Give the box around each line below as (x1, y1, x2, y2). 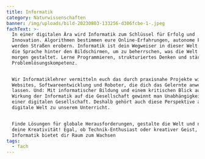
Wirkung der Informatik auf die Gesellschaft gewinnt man (12, 93, 163, 99)
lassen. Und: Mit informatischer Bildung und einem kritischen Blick (12, 88, 192, 94)
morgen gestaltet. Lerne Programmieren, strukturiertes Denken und (12, 54, 187, 60)
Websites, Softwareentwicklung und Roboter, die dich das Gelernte (12, 82, 187, 88)
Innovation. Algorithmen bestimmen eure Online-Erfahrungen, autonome (12, 37, 195, 43)
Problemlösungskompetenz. (12, 60, 78, 66)
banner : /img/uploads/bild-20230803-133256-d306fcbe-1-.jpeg (6, 20, 165, 26)
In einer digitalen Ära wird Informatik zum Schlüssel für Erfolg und (12, 32, 195, 38)
